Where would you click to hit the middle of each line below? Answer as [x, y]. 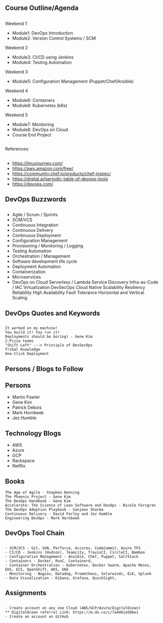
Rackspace [23, 461]
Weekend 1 [16, 23]
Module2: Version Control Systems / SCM [54, 38]
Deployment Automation [36, 267]
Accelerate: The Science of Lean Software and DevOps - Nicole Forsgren [81, 505]
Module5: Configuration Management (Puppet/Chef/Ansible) [73, 81]
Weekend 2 [17, 47]
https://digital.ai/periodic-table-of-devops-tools [60, 178]
